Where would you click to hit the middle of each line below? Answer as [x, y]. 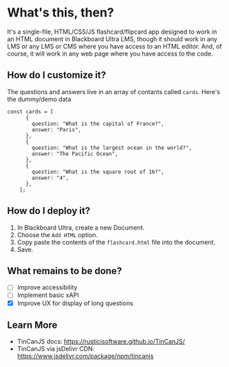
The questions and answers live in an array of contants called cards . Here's [114, 91]
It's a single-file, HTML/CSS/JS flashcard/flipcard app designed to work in [112, 32]
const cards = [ [30, 111]
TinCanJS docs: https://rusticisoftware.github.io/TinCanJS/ [101, 342]
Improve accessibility [47, 287]
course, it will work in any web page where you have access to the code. [110, 54]
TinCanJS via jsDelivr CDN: [56, 349]
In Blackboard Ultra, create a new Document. [81, 227]
